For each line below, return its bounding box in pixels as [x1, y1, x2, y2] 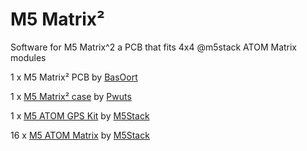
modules [10, 51, 47, 63]
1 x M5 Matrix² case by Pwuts [10, 90, 132, 102]
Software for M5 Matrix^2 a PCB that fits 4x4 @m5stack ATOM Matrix [10, 41, 298, 53]
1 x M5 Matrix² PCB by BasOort [10, 71, 138, 83]
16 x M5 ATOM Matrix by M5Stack [10, 129, 150, 141]
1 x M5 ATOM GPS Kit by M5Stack [10, 109, 150, 122]
